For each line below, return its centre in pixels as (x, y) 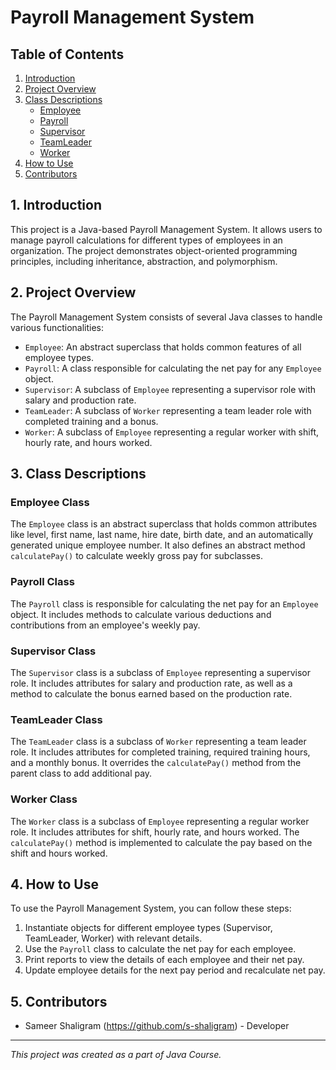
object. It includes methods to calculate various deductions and (141, 614)
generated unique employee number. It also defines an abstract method (158, 545)
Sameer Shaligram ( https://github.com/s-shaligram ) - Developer (157, 1026)
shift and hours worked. (59, 853)
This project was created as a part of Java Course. (116, 1055)
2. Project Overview (73, 292)
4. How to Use (54, 884)
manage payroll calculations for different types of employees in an (146, 240)
